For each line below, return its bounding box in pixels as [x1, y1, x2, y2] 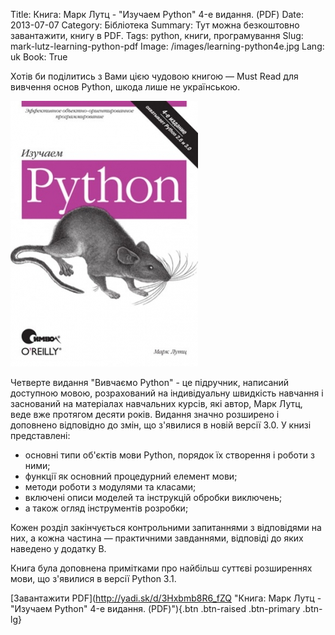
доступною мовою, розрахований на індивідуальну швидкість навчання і [10, 387, 324, 399]
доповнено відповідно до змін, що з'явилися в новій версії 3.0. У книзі [10, 419, 312, 431]
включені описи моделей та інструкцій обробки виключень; [24, 492, 283, 503]
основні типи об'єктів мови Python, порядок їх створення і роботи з [24, 449, 315, 461]
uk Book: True [10, 51, 68, 63]
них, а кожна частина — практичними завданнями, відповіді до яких [10, 532, 304, 544]
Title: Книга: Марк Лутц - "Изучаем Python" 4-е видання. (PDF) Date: [10, 9, 304, 20]
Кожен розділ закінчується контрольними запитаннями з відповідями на [10, 522, 322, 533]
